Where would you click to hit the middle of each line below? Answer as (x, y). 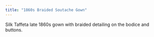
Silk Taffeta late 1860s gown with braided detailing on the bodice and (77, 24)
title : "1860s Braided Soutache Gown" (46, 10)
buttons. (14, 30)
